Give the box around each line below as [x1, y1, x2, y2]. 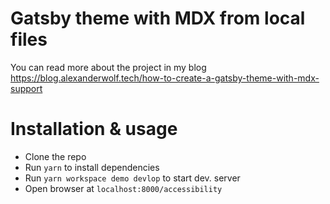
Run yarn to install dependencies [24, 161, 160, 173]
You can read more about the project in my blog [10, 61, 207, 73]
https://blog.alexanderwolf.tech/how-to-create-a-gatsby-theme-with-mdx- [10, 72, 320, 84]
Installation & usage [10, 118, 178, 141]
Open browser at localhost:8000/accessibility [24, 182, 223, 194]
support [10, 82, 43, 94]
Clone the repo [24, 150, 87, 162]
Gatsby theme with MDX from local [10, 7, 306, 30]
